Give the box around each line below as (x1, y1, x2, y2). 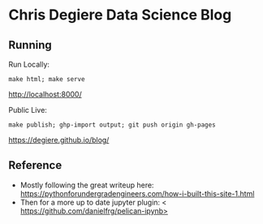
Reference (8, 158, 63, 172)
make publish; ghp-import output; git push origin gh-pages (8, 121, 217, 129)
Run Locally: (8, 59, 50, 69)
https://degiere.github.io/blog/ (8, 136, 110, 144)
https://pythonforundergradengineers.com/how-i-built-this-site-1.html (19, 188, 255, 198)
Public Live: (8, 106, 47, 114)
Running (8, 38, 53, 52)
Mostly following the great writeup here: (19, 180, 154, 190)
